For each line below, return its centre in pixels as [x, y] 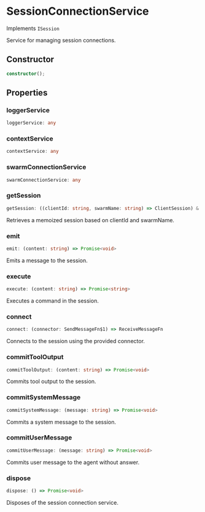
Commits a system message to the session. [61, 422]
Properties [27, 93]
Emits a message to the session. [47, 260]
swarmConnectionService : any [44, 180]
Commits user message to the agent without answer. [73, 462]
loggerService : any [31, 123]
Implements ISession [33, 28]
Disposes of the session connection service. [62, 502]
